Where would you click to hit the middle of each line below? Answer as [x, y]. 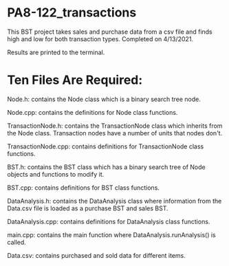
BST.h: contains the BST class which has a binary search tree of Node [106, 167]
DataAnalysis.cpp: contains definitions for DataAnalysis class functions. [109, 221]
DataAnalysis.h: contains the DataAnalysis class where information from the [115, 201]
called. [17, 242]
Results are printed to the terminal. [56, 52]
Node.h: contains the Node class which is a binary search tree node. [104, 99]
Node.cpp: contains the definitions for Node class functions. [92, 112]
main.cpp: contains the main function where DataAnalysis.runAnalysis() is [111, 234]
